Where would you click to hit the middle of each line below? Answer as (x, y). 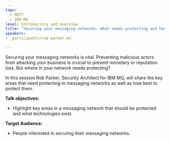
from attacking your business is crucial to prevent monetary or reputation (81, 62)
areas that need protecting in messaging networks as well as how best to (81, 83)
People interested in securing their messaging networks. (71, 133)
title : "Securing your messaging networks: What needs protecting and (81, 29)
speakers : (16, 33)
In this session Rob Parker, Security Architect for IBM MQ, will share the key (84, 78)
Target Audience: (24, 123)
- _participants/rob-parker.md (38, 39)
